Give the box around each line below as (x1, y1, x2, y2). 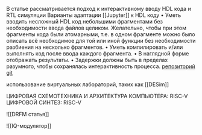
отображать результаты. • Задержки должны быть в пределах (6, 57, 168, 63)
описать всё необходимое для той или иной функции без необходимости (6, 37, 196, 44)
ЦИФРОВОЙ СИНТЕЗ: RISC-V (6, 99, 81, 106)
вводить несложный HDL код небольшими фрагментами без (6, 18, 163, 25)
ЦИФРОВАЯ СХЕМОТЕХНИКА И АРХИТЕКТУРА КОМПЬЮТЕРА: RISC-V (6, 93, 188, 99)
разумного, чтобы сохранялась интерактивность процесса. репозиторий (6, 63, 196, 70)
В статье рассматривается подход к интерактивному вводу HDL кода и (6, 5, 191, 12)
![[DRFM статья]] (6, 111, 49, 118)
